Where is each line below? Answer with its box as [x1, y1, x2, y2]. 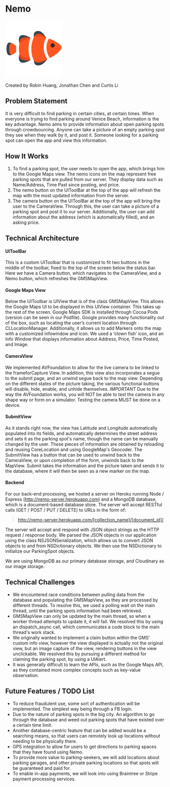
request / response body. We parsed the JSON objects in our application [5, 532, 157, 538]
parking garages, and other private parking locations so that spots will [12, 760, 159, 766]
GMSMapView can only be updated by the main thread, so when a [12, 613, 151, 619]
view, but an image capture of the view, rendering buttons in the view [12, 645, 157, 651]
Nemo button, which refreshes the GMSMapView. [5, 276, 108, 282]
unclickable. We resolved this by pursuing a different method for [12, 651, 147, 657]
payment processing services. [12, 776, 76, 782]
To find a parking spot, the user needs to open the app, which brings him [12, 165, 165, 171]
